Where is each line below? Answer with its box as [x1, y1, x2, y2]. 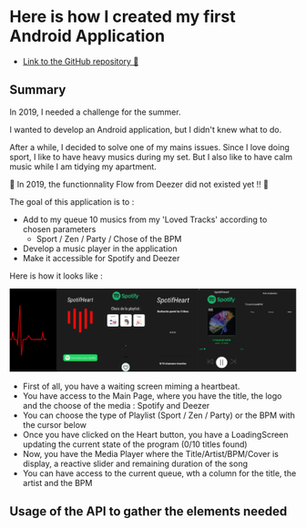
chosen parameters [22, 223, 97, 234]
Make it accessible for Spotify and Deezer [22, 252, 180, 263]
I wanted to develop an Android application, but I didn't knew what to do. [9, 124, 282, 135]
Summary [9, 82, 66, 97]
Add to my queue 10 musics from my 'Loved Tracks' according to [22, 214, 268, 225]
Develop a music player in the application [22, 243, 178, 254]
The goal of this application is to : [9, 196, 135, 207]
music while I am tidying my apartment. [9, 161, 157, 172]
